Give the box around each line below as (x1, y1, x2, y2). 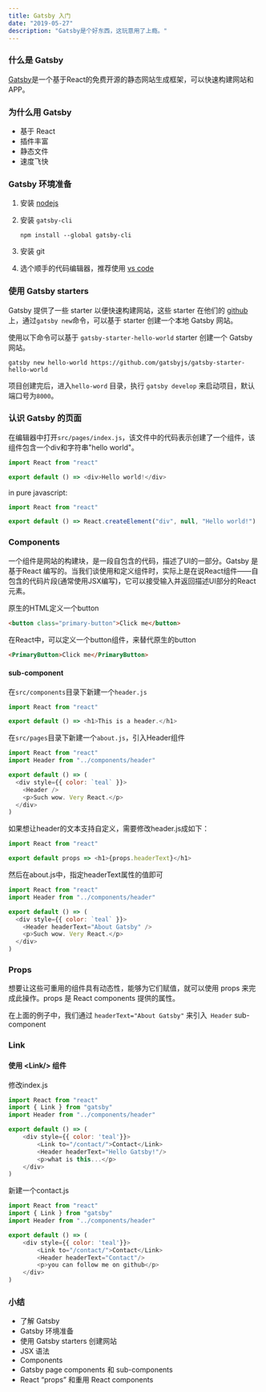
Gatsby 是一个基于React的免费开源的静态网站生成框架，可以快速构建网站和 (8, 74, 254, 84)
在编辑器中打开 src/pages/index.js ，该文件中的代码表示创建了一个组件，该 (8, 432, 256, 442)
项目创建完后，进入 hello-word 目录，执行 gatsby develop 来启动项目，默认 (8, 381, 255, 390)
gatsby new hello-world (8, 358, 88, 366)
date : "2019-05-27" (8, 19, 74, 27)
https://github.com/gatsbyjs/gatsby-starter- (91, 358, 246, 366)
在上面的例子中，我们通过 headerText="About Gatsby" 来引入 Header (8, 1010, 232, 1020)
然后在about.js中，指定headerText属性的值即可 (8, 870, 163, 880)
